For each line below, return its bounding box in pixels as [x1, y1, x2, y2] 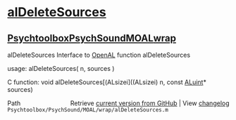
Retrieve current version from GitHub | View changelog [70, 99, 230, 107]
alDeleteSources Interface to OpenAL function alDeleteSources [7, 51, 191, 59]
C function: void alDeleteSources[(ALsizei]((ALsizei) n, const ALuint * [7, 78, 206, 86]
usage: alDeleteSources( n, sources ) [7, 65, 115, 72]
